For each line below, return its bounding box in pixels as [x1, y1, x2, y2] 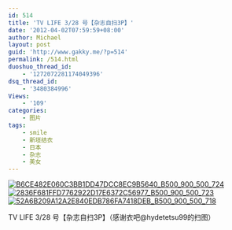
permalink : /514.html [8, 56, 79, 64]
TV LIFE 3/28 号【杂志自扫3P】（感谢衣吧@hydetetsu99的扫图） [8, 213, 215, 222]
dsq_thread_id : [8, 77, 58, 85]
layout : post [8, 41, 51, 49]
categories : [8, 107, 47, 115]
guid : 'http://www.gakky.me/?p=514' [8, 48, 128, 56]
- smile [22, 128, 47, 136]
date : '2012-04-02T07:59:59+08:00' [8, 26, 125, 34]
